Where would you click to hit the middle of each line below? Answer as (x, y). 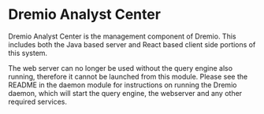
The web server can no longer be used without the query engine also (121, 68)
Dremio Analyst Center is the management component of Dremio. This (122, 36)
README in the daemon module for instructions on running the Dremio (123, 85)
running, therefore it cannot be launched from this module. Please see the (128, 76)
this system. (28, 53)
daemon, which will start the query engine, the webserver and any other (125, 93)
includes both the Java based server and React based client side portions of (132, 44)
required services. (38, 101)
